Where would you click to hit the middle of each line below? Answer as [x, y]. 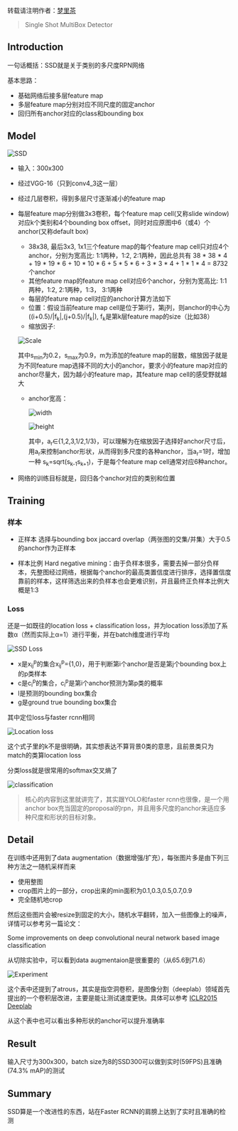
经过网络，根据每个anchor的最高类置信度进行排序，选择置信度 [140, 572]
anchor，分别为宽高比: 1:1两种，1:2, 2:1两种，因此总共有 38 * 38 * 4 [128, 255]
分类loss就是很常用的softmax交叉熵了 [63, 770]
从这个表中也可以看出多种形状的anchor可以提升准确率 [86, 1021]
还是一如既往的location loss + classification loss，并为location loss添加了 [115, 625]
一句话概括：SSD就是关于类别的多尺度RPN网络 [76, 65]
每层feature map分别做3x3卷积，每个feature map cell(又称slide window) [123, 213]
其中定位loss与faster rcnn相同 [51, 717]
